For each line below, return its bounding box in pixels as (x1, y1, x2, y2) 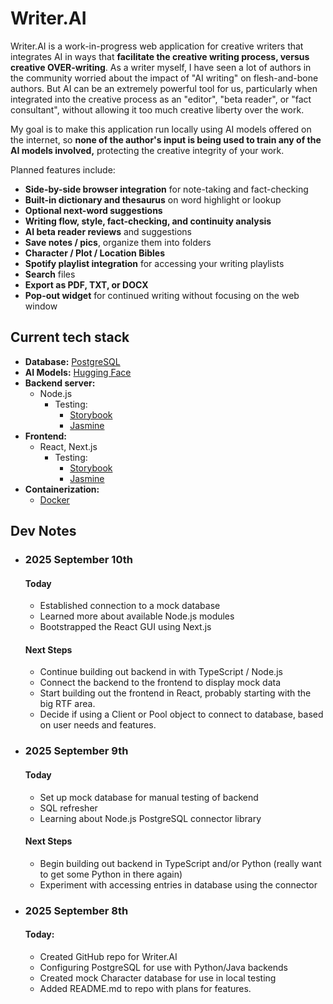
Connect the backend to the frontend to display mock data (39, 677, 282, 689)
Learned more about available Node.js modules (39, 610, 235, 622)
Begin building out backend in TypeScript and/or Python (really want (39, 857, 322, 869)
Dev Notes (10, 523, 77, 540)
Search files (24, 268, 76, 280)
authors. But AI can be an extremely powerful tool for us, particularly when (10, 82, 318, 94)
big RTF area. (39, 698, 96, 710)
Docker (39, 493, 70, 506)
